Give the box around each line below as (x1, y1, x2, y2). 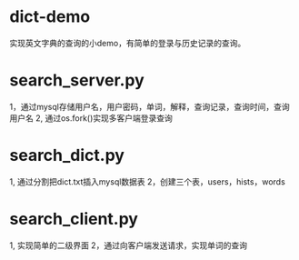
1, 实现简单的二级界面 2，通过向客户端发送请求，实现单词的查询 (9, 239, 248, 251)
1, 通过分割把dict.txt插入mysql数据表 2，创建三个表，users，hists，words (9, 175, 286, 187)
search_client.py (9, 209, 139, 229)
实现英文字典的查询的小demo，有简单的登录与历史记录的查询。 (9, 37, 246, 48)
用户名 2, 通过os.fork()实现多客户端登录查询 (9, 112, 173, 124)
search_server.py (9, 70, 145, 91)
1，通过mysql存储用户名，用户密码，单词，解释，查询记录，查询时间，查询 (9, 101, 290, 112)
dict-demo (9, 6, 91, 27)
